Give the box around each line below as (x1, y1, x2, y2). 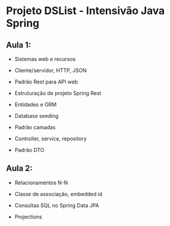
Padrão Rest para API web (14, 78, 78, 85)
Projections (14, 213, 42, 220)
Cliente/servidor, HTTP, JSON (14, 67, 87, 74)
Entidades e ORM (14, 101, 57, 108)
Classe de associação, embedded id (14, 190, 103, 197)
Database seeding (14, 113, 59, 119)
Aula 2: (6, 163, 33, 174)
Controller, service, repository (14, 135, 87, 142)
